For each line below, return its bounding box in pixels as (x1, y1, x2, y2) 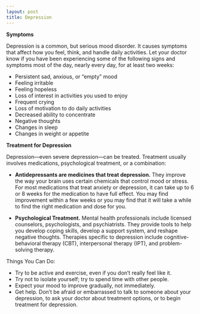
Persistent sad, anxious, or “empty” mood (14, 73, 118, 80)
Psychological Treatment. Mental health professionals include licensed (14, 214, 192, 221)
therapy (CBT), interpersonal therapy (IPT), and (42, 239, 158, 247)
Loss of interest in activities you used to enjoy (14, 92, 128, 99)
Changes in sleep (14, 124, 58, 131)
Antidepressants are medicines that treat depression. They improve (14, 171, 186, 178)
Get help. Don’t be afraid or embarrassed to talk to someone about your (14, 288, 191, 295)
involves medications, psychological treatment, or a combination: (6, 159, 167, 167)
